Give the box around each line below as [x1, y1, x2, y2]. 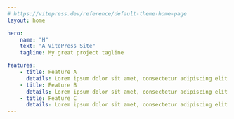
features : [7, 62, 37, 69]
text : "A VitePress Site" [20, 43, 96, 50]
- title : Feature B [20, 82, 77, 89]
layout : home [7, 17, 46, 24]
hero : [7, 30, 23, 37]
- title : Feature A [20, 68, 77, 75]
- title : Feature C [20, 94, 77, 102]
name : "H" [20, 36, 49, 43]
